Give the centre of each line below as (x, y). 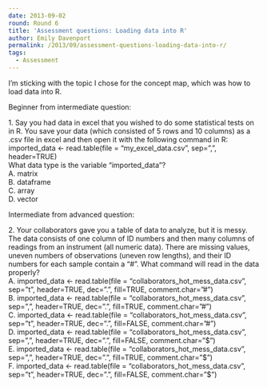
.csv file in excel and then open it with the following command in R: (118, 139)
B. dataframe (30, 182)
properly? (24, 272)
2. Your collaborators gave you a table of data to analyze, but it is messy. (128, 229)
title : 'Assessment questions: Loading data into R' (98, 30)
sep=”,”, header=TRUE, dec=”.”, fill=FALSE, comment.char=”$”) (112, 340)
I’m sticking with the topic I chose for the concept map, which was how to (130, 83)
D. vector (23, 199)
